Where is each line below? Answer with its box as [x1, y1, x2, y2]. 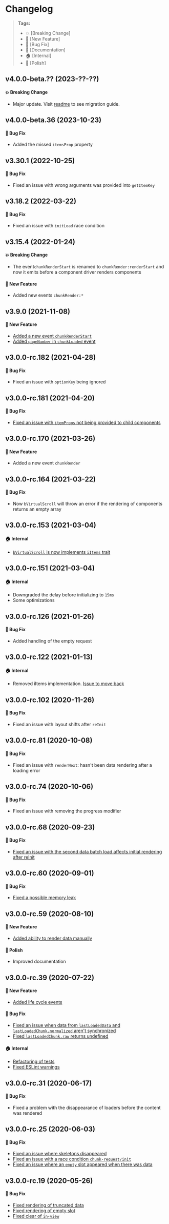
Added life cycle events [12, 999, 62, 1005]
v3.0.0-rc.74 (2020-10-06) [5, 782, 94, 791]
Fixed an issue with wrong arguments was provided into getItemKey [12, 182, 155, 188]
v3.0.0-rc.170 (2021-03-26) [5, 434, 96, 443]
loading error [12, 767, 40, 773]
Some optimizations [12, 597, 55, 604]
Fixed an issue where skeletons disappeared [12, 1151, 107, 1157]
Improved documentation [12, 958, 66, 965]
